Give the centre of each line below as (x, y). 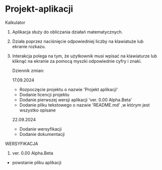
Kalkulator (15, 22)
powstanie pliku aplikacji (37, 162)
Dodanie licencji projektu (44, 94)
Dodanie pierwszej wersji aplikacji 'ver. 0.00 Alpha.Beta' (76, 100)
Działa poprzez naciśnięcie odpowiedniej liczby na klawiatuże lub (78, 41)
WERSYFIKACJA (21, 143)
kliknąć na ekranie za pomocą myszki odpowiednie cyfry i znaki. (77, 61)
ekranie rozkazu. (29, 46)
